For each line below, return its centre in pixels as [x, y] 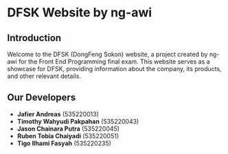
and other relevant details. [44, 76]
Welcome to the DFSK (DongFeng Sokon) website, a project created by [107, 54]
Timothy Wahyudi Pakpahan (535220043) [78, 121]
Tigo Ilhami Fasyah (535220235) [64, 143]
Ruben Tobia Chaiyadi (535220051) [68, 136]
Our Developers [42, 98]
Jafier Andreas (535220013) [58, 114]
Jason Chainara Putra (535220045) [68, 129]
